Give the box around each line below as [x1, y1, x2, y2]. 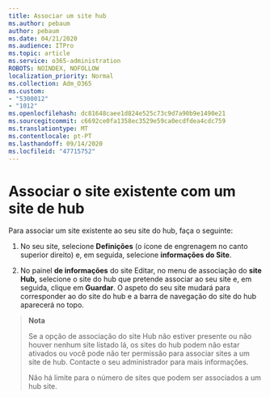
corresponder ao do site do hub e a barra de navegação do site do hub [19, 292, 257, 302]
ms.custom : [8, 87, 45, 95]
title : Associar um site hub [8, 11, 107, 20]
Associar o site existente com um [8, 182, 236, 201]
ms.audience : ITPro [8, 42, 74, 50]
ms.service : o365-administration [8, 57, 121, 65]
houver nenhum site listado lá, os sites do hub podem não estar [27, 340, 240, 350]
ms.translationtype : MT [8, 125, 89, 133]
